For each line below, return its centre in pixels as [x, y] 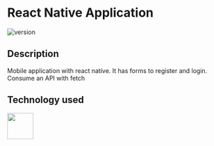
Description [33, 54]
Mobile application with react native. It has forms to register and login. [107, 70]
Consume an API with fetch [46, 78]
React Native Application [81, 13]
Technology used [46, 100]
